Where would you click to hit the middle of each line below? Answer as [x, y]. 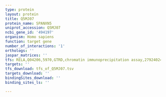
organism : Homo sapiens [30, 37]
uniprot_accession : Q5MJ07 [33, 28]
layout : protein [22, 14]
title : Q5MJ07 [20, 19]
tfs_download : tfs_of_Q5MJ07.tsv [40, 69]
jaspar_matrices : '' [26, 55]
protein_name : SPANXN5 [28, 23]
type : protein [20, 10]
